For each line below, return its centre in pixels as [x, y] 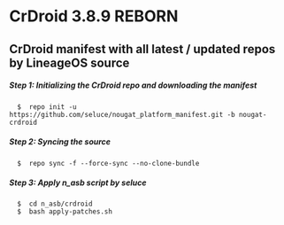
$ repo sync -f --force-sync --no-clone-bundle [108, 163]
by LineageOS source [69, 62]
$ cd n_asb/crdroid [55, 204]
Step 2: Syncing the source [60, 142]
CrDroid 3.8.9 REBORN [94, 16]
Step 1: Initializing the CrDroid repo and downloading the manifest [133, 85]
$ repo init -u [47, 107]
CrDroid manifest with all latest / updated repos [142, 49]
